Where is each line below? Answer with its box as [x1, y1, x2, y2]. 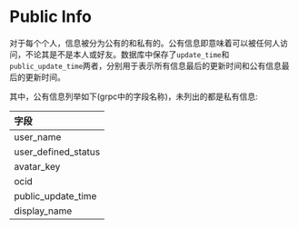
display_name [14, 204, 73, 217]
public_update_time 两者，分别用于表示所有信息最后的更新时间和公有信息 [9, 60, 282, 71]
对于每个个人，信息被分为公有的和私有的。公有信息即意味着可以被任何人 [9, 37, 280, 48]
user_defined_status [14, 145, 101, 158]
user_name [14, 130, 62, 143]
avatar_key [14, 160, 61, 173]
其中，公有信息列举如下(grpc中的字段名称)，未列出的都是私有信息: [9, 91, 258, 102]
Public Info [9, 6, 93, 27]
